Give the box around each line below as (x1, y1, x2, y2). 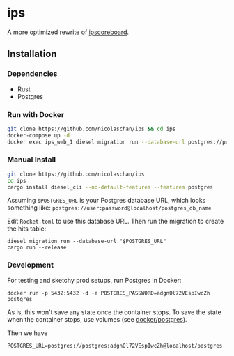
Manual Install (7, 155, 56, 164)
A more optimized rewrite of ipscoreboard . (7, 28, 130, 36)
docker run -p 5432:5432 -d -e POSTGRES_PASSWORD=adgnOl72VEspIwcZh (7, 289, 210, 297)
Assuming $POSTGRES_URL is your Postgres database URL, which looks (7, 196, 206, 205)
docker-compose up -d (7, 132, 70, 139)
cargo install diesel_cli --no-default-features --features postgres (7, 183, 214, 191)
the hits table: (7, 224, 47, 233)
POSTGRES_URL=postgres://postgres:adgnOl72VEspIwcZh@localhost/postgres (7, 342, 223, 349)
